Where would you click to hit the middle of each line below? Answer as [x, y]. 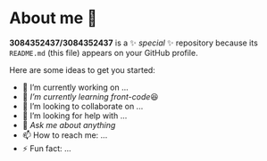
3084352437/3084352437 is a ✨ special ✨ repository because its [134, 43]
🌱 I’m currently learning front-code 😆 [90, 96]
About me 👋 [54, 18]
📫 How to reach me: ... [65, 135]
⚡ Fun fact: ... [46, 148]
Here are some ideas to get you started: [83, 69]
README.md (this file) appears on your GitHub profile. [104, 52]
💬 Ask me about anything [69, 125]
